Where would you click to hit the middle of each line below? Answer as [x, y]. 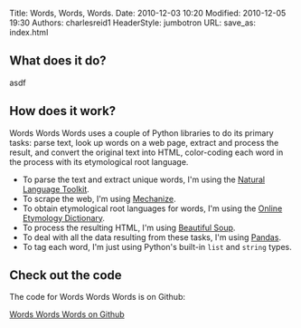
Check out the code [66, 275]
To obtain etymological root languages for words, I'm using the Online [152, 208]
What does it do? [58, 61]
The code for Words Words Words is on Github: [98, 297]
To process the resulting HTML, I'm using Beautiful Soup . [129, 227]
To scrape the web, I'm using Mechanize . [99, 198]
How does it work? [63, 111]
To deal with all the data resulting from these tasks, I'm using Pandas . [152, 237]
